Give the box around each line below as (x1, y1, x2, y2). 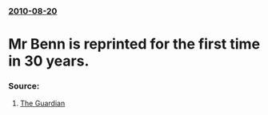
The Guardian (19, 98, 66, 109)
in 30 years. (8, 52, 90, 70)
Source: (8, 81, 40, 92)
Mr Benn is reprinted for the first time (8, 35, 261, 54)
